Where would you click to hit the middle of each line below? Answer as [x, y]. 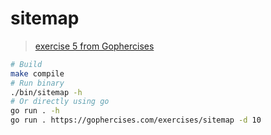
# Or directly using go [60, 102]
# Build [26, 64]
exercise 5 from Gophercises [94, 46]
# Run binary [37, 83]
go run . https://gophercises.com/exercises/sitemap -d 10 [136, 120]
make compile [37, 73]
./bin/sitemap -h [46, 92]
